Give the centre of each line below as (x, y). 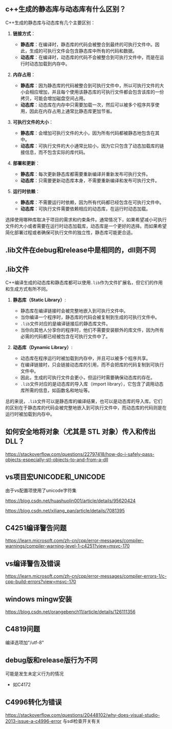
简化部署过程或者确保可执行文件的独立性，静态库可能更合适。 (70, 232)
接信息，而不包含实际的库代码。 (54, 152)
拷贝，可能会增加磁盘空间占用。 (54, 98)
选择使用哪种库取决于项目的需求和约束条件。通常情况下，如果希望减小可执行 (86, 219)
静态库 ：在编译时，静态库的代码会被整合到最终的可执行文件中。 (88, 44)
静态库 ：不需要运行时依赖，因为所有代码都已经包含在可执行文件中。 (92, 202)
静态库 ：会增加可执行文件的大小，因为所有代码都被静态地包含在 (88, 133)
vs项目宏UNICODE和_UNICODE (56, 477)
